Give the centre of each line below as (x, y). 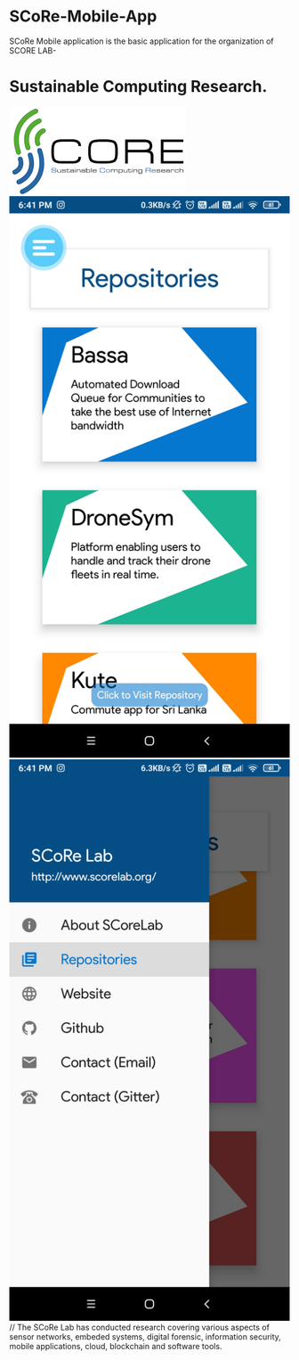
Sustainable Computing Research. (138, 87)
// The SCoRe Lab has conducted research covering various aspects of (139, 1327)
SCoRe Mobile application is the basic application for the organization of (141, 41)
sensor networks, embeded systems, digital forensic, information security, (145, 1336)
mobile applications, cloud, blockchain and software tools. (116, 1346)
